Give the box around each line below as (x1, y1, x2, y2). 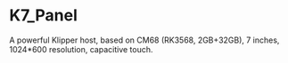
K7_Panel (9, 5, 78, 26)
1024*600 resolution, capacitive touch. (9, 43, 153, 54)
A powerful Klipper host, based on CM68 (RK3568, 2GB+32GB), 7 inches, (9, 35, 280, 45)
